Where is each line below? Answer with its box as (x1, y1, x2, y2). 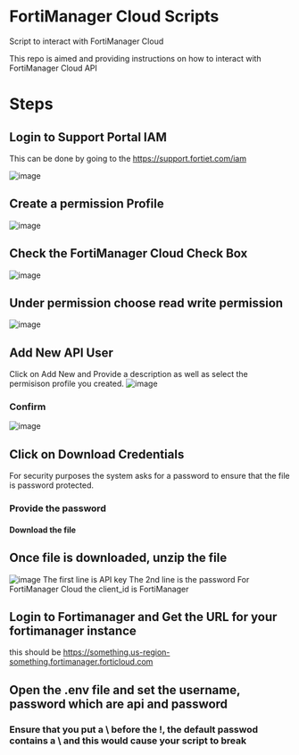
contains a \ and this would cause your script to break (9, 734, 247, 747)
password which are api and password (9, 696, 228, 711)
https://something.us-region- (62, 647, 170, 658)
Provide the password (9, 502, 107, 515)
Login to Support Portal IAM (9, 130, 167, 145)
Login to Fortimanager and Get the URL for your (9, 609, 278, 625)
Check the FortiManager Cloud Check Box (9, 246, 248, 261)
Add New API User (9, 345, 114, 360)
